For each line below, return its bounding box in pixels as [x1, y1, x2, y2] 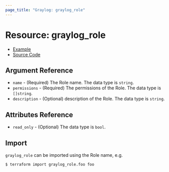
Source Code [12, 51, 41, 57]
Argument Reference [5, 66, 73, 75]
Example [12, 46, 32, 52]
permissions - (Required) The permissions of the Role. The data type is [12, 85, 161, 91]
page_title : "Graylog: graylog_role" [5, 7, 86, 13]
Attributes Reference [5, 110, 73, 119]
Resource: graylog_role [5, 29, 106, 41]
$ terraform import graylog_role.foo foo [5, 162, 95, 167]
